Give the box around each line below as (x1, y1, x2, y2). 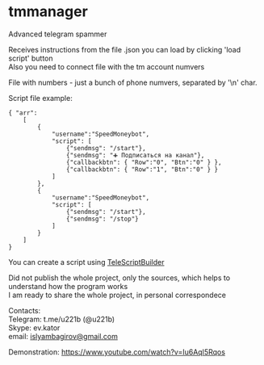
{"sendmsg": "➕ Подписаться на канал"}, (65, 151, 205, 159)
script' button (8, 53, 54, 63)
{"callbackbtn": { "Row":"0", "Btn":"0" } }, (65, 158, 222, 166)
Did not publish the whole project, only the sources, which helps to (8, 273, 231, 283)
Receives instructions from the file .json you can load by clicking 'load (8, 44, 241, 54)
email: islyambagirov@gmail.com (8, 331, 119, 341)
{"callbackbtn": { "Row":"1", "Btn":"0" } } (65, 165, 219, 174)
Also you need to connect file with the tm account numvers (8, 61, 205, 71)
